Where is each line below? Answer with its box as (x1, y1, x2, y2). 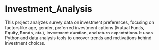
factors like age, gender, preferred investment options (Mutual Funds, (5, 24, 145, 30)
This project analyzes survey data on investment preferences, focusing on (5, 19, 155, 25)
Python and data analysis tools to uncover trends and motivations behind (5, 35, 152, 41)
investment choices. (5, 40, 46, 46)
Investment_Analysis (5, 3, 93, 15)
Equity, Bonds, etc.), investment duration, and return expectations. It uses (5, 30, 153, 35)
